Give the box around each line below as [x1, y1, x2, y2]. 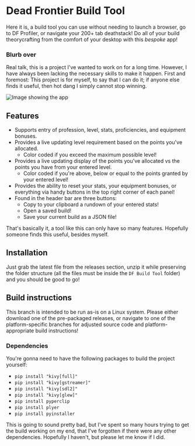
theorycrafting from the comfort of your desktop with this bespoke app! [6, 36, 178, 43]
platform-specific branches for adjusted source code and [6, 321, 144, 328]
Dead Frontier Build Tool [6, 4, 126, 18]
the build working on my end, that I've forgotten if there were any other [6, 427, 177, 434]
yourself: [6, 361, 27, 368]
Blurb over [6, 50, 37, 59]
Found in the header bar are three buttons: [14, 195, 117, 202]
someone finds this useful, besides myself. [6, 231, 109, 238]
